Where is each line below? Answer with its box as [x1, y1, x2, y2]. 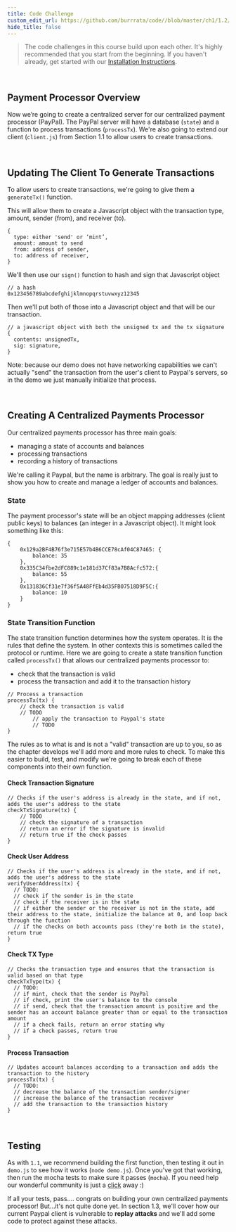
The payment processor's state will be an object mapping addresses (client [7, 511, 225, 520]
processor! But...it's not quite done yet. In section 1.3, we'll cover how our [7, 1202, 220, 1210]
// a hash [7, 284, 37, 291]
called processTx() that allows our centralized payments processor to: [7, 656, 210, 665]
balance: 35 [32, 553, 68, 560]
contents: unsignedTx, [13, 336, 80, 343]
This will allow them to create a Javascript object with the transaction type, [7, 207, 224, 214]
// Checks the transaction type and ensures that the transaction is [7, 966, 216, 973]
